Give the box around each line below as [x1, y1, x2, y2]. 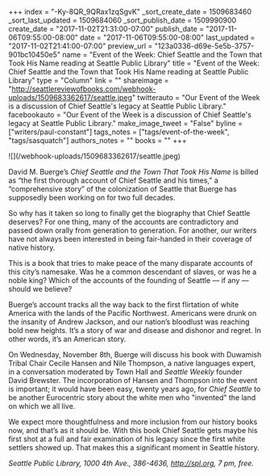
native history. [8, 242, 56, 252]
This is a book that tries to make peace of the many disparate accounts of [8, 259, 254, 267]
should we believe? [8, 284, 73, 293]
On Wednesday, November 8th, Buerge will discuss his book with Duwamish [8, 350, 262, 359]
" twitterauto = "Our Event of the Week [131, 93, 260, 102]
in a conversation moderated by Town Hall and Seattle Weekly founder [8, 367, 243, 377]
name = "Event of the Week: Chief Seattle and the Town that [61, 50, 263, 59]
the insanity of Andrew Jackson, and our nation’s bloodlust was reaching [8, 317, 250, 326]
